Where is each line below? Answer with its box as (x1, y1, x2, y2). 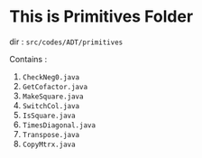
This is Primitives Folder (9, 6, 194, 27)
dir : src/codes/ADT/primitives (9, 36, 124, 47)
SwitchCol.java (22, 101, 80, 110)
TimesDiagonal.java (22, 120, 96, 130)
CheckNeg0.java (22, 72, 80, 82)
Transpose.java (22, 130, 80, 139)
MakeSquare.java (22, 92, 84, 101)
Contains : (9, 53, 48, 64)
